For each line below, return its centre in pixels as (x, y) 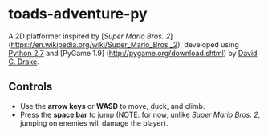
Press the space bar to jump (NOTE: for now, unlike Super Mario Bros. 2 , (140, 114)
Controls (30, 87)
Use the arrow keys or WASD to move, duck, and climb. (112, 106)
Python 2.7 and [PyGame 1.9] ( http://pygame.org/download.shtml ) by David (133, 53)
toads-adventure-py (78, 14)
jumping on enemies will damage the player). (94, 123)
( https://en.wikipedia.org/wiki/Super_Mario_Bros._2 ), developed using (124, 44)
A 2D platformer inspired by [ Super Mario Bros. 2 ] (91, 36)
